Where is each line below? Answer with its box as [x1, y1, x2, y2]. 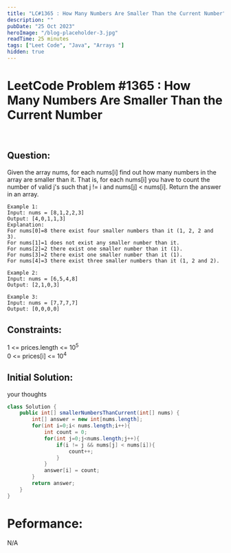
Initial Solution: [7, 372, 74, 383]
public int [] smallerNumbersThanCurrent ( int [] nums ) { [19, 409, 180, 416]
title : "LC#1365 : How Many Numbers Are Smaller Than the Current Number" [7, 10, 226, 17]
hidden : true [7, 49, 45, 56]
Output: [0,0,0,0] [7, 305, 60, 313]
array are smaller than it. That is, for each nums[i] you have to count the [7, 175, 210, 183]
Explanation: [7, 221, 45, 228]
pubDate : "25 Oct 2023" [7, 23, 76, 30]
